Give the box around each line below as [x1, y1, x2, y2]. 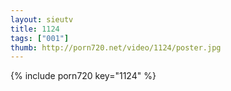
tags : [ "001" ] [10, 33, 70, 43]
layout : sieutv [10, 14, 74, 25]
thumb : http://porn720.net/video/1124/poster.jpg [10, 42, 222, 53]
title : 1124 [10, 24, 60, 34]
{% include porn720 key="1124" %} [10, 70, 157, 82]
